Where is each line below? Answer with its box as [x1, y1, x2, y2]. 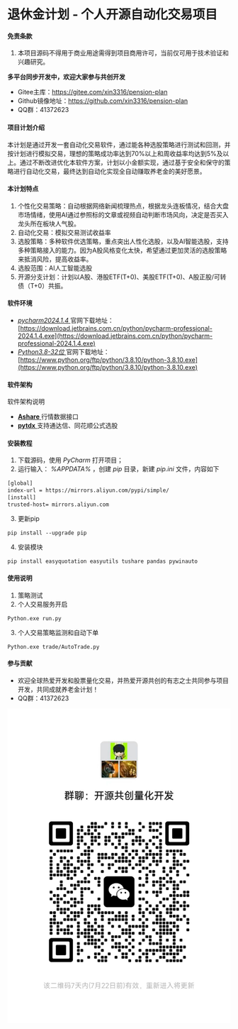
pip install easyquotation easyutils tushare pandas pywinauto [7, 558, 198, 565]
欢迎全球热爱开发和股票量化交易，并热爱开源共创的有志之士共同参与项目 [17, 676, 229, 685]
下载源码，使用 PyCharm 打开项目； [17, 456, 124, 465]
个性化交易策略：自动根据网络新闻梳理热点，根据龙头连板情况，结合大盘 [17, 202, 229, 210]
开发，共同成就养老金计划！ [17, 685, 99, 693]
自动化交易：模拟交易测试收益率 [17, 228, 111, 236]
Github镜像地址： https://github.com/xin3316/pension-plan [17, 97, 188, 105]
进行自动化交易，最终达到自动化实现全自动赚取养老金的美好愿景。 [13, 167, 206, 175]
